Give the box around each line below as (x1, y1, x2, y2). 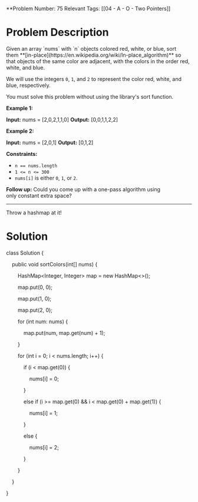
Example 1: (6, 105, 34, 112)
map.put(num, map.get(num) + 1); (23, 329, 105, 336)
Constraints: (6, 150, 38, 157)
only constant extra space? (6, 192, 72, 199)
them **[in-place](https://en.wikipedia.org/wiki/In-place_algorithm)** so (6, 51, 181, 58)
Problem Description (6, 26, 109, 39)
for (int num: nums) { (17, 318, 68, 325)
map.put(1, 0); (17, 295, 52, 302)
